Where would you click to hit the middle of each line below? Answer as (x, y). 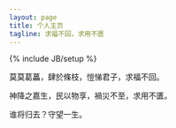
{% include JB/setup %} (53, 59)
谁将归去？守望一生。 (48, 115)
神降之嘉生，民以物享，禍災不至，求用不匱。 (91, 96)
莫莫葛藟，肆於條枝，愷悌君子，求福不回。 (87, 77)
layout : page (33, 17)
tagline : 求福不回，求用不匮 (57, 34)
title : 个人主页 (36, 26)
